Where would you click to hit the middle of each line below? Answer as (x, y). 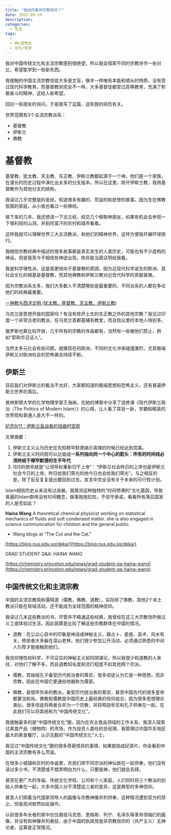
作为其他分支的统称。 (36, 189)
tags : (11, 34)
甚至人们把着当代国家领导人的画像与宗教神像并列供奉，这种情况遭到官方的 (83, 798)
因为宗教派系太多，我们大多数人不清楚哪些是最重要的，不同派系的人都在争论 (85, 286)
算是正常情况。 (38, 827)
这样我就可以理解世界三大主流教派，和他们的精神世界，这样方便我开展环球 (83, 234)
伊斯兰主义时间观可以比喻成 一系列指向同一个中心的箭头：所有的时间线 (86, 454)
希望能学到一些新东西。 (39, 69)
